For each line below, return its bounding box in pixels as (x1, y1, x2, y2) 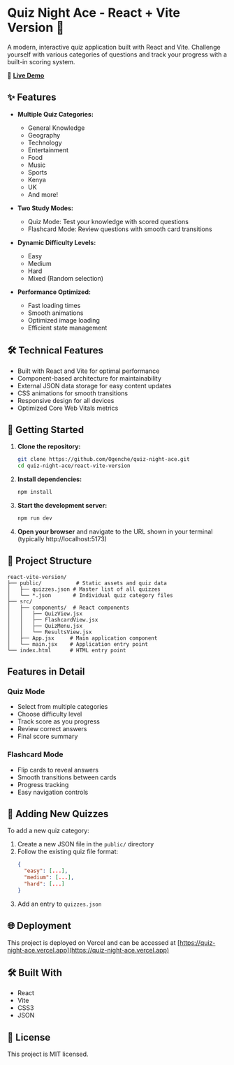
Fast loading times (27, 301, 81, 309)
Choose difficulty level (17, 710, 82, 719)
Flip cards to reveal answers (17, 765, 99, 774)
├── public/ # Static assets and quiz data (7, 580, 168, 587)
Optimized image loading (27, 316, 100, 324)
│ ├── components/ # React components (7, 604, 130, 611)
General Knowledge (27, 124, 85, 132)
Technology (27, 138, 62, 147)
